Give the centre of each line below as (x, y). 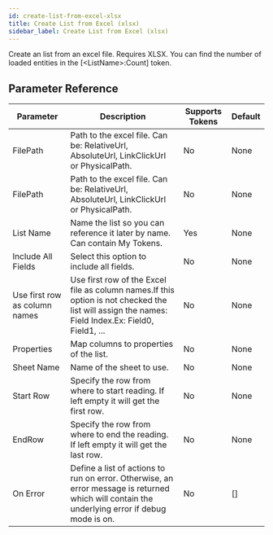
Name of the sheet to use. (119, 367)
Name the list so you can (117, 223)
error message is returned (120, 489)
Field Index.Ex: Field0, (112, 321)
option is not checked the (119, 300)
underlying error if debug (118, 509)
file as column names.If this (122, 290)
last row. (87, 455)
